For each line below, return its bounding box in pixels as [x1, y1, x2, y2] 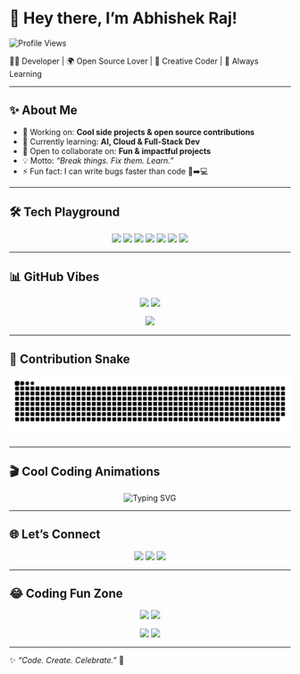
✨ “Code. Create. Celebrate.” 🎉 [9, 655, 125, 666]
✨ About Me [9, 103, 78, 118]
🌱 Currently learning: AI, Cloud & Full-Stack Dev [21, 136, 201, 147]
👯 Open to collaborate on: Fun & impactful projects [21, 145, 212, 156]
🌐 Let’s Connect [9, 527, 101, 542]
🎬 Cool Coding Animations [9, 465, 161, 480]
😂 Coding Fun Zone [9, 585, 123, 601]
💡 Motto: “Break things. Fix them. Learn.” [21, 155, 174, 166]
